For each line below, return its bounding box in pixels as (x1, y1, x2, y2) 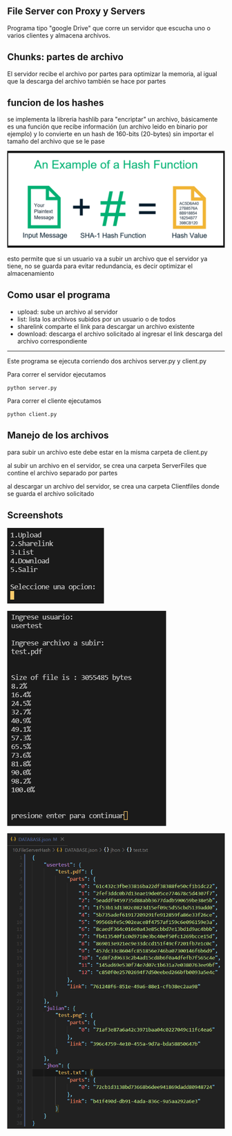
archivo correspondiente (17, 337, 88, 345)
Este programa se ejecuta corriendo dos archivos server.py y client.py (7, 357, 207, 365)
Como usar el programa (7, 290, 110, 301)
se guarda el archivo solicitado (7, 489, 95, 498)
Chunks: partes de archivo (7, 51, 124, 63)
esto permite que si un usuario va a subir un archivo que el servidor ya (7, 254, 208, 263)
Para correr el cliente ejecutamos (7, 397, 101, 405)
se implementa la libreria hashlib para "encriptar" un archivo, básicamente (7, 115, 218, 124)
